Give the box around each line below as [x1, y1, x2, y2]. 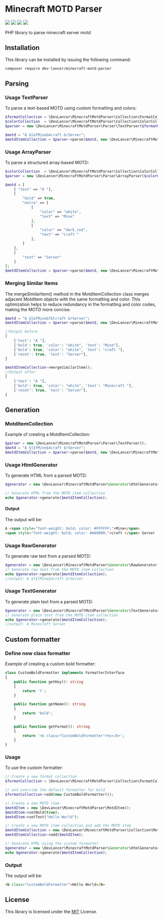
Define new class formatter [5, 650, 71, 656]
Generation [5, 406, 40, 414]
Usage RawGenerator [5, 542, 57, 549]
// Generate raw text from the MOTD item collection [5, 567, 114, 572]
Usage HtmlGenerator [5, 461, 58, 468]
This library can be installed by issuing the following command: [5, 56, 131, 62]
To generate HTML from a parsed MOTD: [5, 472, 87, 478]
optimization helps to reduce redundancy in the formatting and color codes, [5, 301, 156, 307]
